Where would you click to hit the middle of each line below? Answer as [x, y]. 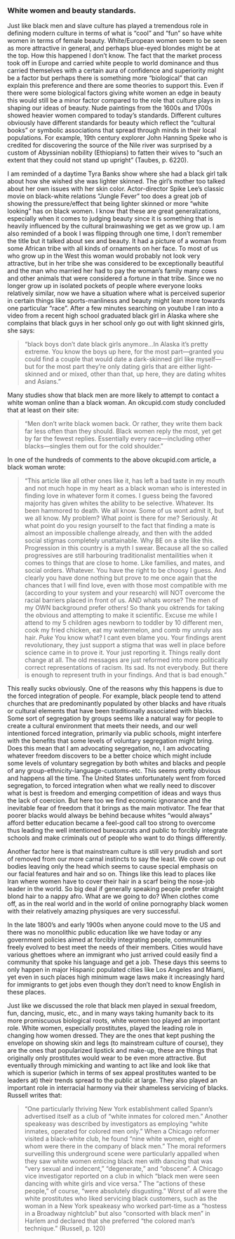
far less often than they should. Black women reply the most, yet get [123, 432]
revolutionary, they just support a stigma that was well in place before [125, 645]
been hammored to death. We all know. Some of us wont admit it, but [124, 511]
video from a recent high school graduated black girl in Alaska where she [113, 316]
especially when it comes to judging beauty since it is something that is [110, 219]
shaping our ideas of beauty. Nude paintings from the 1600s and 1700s [110, 108]
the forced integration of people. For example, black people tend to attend [114, 696]
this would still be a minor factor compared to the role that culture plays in [114, 100]
